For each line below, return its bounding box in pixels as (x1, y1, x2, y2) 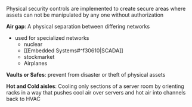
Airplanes (23, 59, 48, 67)
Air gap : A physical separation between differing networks (6, 23, 150, 30)
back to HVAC (6, 95, 41, 102)
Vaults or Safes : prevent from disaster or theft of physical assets (6, 71, 166, 78)
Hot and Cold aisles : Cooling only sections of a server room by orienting (6, 83, 185, 90)
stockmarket (23, 53, 55, 60)
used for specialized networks (14, 34, 89, 41)
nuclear (23, 41, 43, 48)
